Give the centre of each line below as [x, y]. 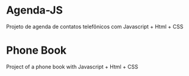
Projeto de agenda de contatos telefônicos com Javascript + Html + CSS [95, 27]
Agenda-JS [35, 10]
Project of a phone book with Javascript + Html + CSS [72, 67]
